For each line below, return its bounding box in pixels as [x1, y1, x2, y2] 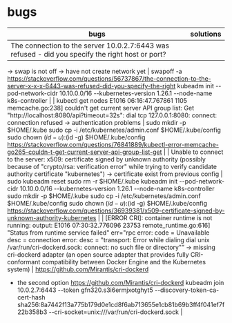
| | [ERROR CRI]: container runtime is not [97, 213, 213, 222]
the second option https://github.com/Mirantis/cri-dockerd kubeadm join [17, 278, 224, 286]
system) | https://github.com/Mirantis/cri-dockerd [7, 265, 149, 273]
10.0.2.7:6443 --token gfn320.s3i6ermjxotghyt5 [17, 286, 153, 294]
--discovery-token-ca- [154, 286, 220, 294]
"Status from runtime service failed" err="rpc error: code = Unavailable [7, 228, 210, 237]
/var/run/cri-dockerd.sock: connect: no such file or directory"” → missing [7, 243, 215, 251]
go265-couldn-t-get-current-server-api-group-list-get [7, 148, 162, 156]
